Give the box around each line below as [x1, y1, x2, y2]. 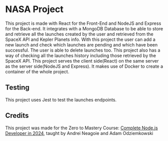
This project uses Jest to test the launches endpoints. [5, 97, 117, 103]
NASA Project [5, 4, 64, 15]
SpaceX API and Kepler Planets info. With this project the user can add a [5, 36, 155, 42]
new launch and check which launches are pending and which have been [5, 41, 158, 48]
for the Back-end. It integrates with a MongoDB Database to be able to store [5, 25, 163, 31]
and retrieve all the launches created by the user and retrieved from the [5, 31, 154, 37]
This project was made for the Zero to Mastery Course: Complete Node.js [5, 125, 158, 131]
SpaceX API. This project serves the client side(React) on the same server [5, 58, 159, 64]
